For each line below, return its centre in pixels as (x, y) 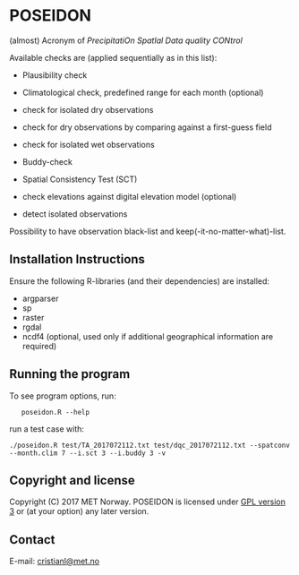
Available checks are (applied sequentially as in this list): (113, 57)
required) (39, 346)
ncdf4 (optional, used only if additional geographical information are (148, 336)
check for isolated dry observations (88, 109)
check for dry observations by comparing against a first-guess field (147, 127)
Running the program (70, 374)
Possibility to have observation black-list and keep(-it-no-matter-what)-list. (148, 231)
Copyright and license (73, 480)
